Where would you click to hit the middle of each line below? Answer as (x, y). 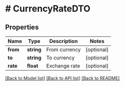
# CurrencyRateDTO (48, 9)
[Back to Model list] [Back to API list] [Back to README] (62, 78)
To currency (60, 58)
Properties (22, 27)
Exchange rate (63, 66)
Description (63, 41)
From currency (63, 49)
